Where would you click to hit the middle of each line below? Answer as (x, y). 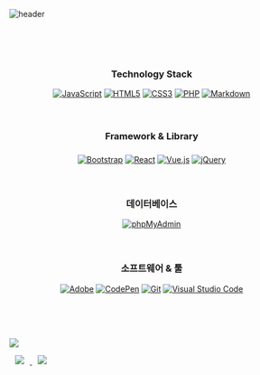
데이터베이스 (152, 204)
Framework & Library (152, 136)
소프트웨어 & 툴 (152, 268)
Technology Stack (152, 74)
